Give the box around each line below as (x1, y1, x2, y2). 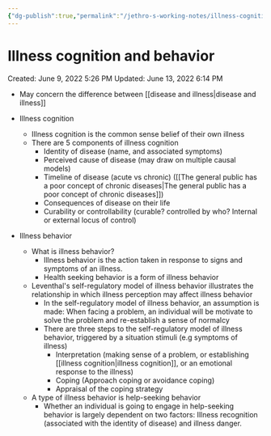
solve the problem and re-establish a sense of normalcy (43, 315, 230, 324)
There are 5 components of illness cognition (31, 138, 179, 147)
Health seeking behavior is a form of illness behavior (43, 272, 219, 281)
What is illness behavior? (31, 246, 115, 256)
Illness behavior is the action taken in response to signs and (43, 255, 243, 265)
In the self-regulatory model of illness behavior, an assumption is (43, 298, 260, 307)
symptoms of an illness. (43, 264, 123, 273)
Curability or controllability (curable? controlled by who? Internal (43, 206, 258, 216)
